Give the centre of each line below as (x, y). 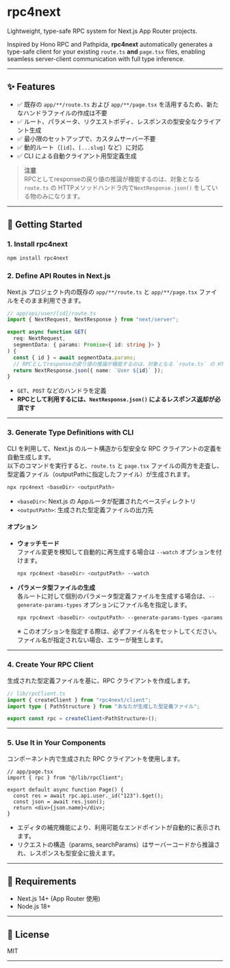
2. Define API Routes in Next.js (59, 276)
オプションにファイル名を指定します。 (137, 604)
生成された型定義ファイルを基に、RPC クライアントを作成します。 (100, 680)
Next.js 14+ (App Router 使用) (59, 899)
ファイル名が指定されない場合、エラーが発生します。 (92, 640)
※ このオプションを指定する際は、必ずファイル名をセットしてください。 (118, 632)
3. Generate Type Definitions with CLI (71, 433)
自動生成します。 (31, 457)
